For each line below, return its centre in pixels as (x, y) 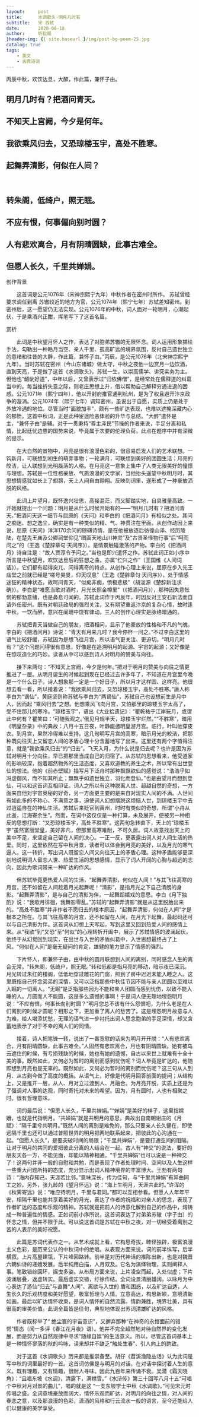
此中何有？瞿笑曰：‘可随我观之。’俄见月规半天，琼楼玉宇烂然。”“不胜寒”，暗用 (99, 719)
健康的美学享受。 (37, 1408)
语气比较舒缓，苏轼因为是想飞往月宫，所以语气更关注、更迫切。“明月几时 (96, 639)
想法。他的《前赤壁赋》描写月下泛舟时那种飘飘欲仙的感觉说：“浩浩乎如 (103, 771)
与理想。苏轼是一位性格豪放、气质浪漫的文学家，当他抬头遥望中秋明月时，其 (99, 473)
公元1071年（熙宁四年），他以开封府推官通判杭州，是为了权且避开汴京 (101, 394)
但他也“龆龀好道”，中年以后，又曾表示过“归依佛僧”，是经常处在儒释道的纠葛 (99, 379)
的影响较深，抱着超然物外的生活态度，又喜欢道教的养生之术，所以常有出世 (97, 763)
